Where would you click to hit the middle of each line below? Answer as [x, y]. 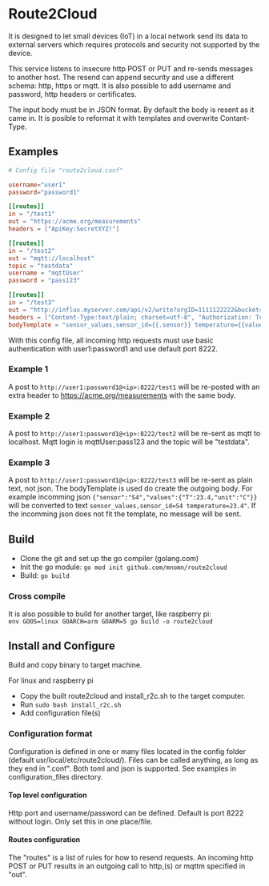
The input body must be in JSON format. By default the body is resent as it [131, 110]
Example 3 [29, 463]
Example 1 [28, 369]
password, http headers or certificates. [73, 94]
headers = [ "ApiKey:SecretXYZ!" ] [64, 229]
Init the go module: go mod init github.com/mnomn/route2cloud [124, 567]
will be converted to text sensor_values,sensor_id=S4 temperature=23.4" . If [132, 506]
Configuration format [50, 734]
